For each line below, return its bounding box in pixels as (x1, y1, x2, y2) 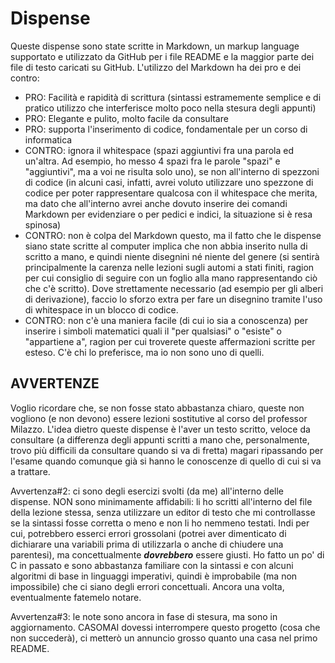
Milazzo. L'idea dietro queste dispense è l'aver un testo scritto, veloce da (10, 423, 311, 435)
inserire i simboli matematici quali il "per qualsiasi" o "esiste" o (24, 325, 282, 337)
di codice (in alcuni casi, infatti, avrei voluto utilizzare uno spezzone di (24, 176, 314, 188)
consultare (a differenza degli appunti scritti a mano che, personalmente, (10, 433, 310, 446)
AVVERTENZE (10, 375, 100, 392)
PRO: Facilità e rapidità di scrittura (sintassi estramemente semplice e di (24, 91, 322, 103)
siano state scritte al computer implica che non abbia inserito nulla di (24, 240, 308, 252)
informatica (24, 133, 73, 146)
